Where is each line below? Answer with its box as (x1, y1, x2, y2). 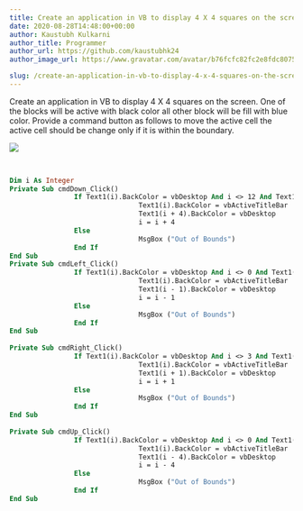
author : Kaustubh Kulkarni (9, 30, 111, 39)
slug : (9, 71, 30, 81)
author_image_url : (9, 55, 78, 64)
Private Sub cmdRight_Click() (9, 343, 124, 352)
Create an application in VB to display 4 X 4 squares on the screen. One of (9, 96, 286, 106)
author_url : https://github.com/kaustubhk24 (9, 47, 179, 56)
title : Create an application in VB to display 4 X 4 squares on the (9, 13, 277, 23)
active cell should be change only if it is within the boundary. (9, 124, 234, 135)
